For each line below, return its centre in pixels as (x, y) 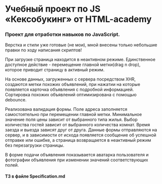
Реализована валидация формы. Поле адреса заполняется (66, 109)
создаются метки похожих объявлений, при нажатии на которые (73, 84)
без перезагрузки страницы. (35, 145)
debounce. (16, 100)
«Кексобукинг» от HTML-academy (78, 19)
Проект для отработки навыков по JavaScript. (63, 34)
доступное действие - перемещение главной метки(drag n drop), (73, 65)
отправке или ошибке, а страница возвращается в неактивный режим (78, 140)
